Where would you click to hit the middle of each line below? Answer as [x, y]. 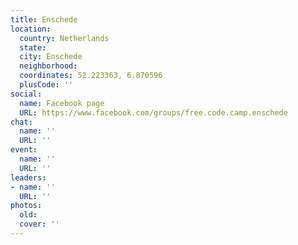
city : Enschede [51, 57]
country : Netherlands [64, 38]
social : [26, 94]
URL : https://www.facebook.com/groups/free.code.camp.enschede [153, 112]
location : [31, 29]
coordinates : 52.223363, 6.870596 [91, 76]
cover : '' [39, 224]
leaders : [28, 177]
